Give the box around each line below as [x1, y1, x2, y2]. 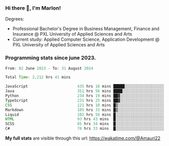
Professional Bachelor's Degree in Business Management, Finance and [12, 26, 159, 32]
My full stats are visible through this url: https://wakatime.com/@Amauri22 [5, 135, 161, 141]
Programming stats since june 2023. [5, 54, 97, 61]
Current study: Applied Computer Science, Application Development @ [12, 36, 160, 42]
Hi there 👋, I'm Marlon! [5, 5, 61, 12]
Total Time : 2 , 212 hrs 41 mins [5, 75, 71, 80]
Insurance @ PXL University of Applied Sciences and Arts [12, 31, 132, 37]
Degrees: [5, 16, 24, 22]
